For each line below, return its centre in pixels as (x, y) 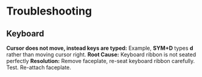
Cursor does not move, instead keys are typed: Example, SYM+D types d (100, 48)
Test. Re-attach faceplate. (39, 67)
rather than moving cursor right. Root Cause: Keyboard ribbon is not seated (101, 55)
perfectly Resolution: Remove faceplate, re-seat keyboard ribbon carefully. (101, 61)
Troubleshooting (49, 11)
